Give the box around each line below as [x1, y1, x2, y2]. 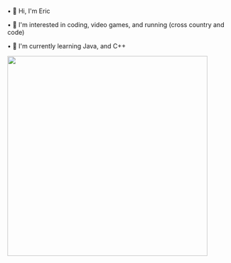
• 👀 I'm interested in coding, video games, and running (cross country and [7, 21, 225, 28]
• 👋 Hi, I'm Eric [7, 7, 51, 15]
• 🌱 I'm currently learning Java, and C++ [7, 42, 127, 50]
